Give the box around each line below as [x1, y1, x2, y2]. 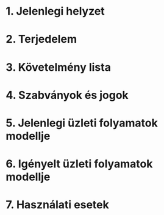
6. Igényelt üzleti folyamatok [5, 157, 153, 171]
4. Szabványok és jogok [5, 88, 129, 102]
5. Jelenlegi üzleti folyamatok [5, 116, 158, 129]
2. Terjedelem [5, 32, 77, 46]
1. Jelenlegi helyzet [5, 4, 105, 18]
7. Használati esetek [5, 198, 109, 212]
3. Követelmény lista [5, 60, 111, 74]
